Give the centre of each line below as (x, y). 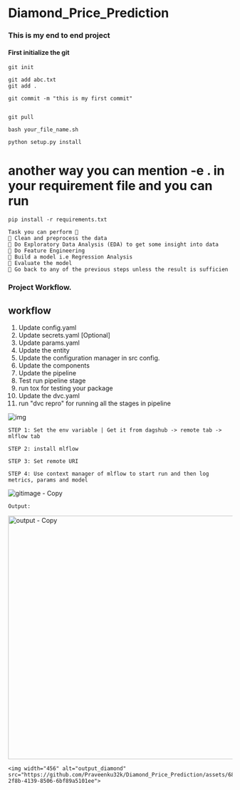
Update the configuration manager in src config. (89, 358)
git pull (21, 118)
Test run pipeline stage (52, 380)
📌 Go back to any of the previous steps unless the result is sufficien (118, 270)
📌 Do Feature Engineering (46, 251)
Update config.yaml (47, 327)
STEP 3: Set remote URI (43, 461)
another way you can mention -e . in (116, 171)
